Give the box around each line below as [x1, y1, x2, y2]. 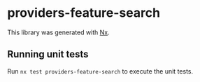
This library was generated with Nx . [7, 28, 110, 36]
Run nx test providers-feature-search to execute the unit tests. [7, 67, 194, 75]
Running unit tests [7, 48, 89, 60]
